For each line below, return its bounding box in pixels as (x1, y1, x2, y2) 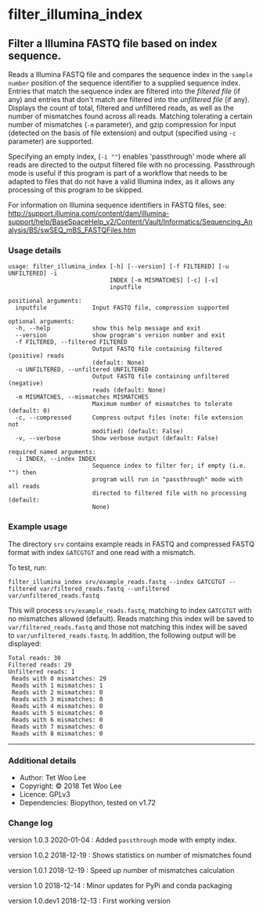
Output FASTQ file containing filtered (92, 345, 222, 353)
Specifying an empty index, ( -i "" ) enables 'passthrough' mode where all (8, 152, 247, 161)
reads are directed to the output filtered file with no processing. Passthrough (8, 160, 255, 170)
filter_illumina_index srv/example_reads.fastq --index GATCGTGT (8, 578, 225, 586)
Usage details (8, 245, 62, 256)
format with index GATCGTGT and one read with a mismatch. (8, 547, 196, 557)
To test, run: (8, 563, 47, 572)
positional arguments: (8, 297, 82, 305)
